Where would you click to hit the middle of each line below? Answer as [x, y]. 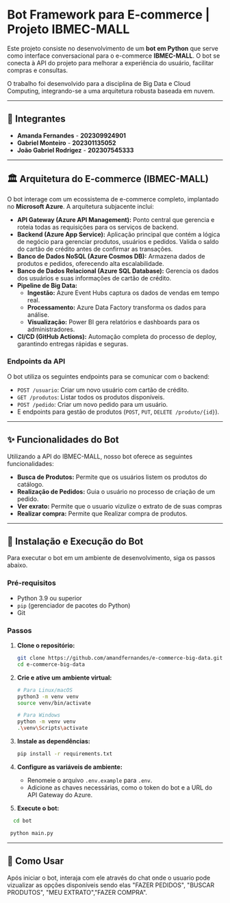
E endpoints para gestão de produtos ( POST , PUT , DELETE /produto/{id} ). [118, 412]
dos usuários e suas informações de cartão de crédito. [94, 278]
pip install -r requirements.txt [65, 754]
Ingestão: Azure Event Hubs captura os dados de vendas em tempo [123, 293]
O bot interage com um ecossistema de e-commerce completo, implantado [113, 199]
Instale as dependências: [53, 742]
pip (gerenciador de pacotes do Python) [74, 605]
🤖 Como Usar [36, 861]
